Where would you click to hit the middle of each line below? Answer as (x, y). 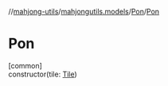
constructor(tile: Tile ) (43, 74)
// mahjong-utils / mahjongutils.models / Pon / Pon (84, 12)
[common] (25, 65)
